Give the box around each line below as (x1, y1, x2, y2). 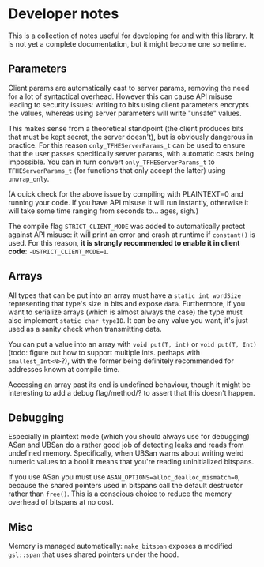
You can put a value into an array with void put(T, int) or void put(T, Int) (8, 339, 257, 348)
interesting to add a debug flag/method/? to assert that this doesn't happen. (8, 388, 255, 397)
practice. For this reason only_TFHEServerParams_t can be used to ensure (8, 140, 246, 150)
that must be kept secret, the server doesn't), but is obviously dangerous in (8, 132, 254, 141)
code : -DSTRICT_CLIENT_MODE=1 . (8, 246, 109, 256)
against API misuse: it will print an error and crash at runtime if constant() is (8, 230, 255, 239)
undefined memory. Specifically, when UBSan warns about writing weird (8, 449, 244, 458)
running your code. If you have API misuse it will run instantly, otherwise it (8, 197, 249, 207)
